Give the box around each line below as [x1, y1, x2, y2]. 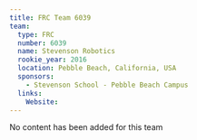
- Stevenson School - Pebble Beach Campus [25, 80, 189, 89]
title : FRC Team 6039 [9, 13, 92, 23]
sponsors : [17, 72, 54, 81]
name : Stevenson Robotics [17, 47, 116, 56]
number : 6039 [17, 38, 67, 48]
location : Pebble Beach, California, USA [17, 64, 177, 73]
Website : [25, 97, 59, 107]
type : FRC [17, 30, 54, 39]
